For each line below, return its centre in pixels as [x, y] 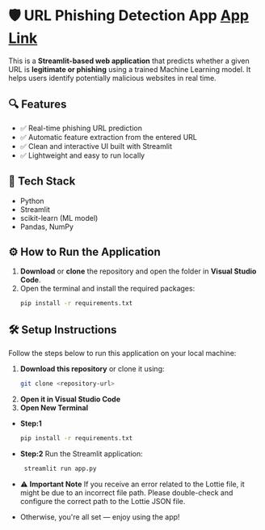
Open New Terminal [54, 407]
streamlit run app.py [60, 469]
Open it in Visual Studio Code [70, 399]
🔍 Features [38, 105]
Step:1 [31, 423]
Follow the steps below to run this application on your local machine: [122, 354]
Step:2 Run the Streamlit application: [81, 453]
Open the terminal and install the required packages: [107, 289]
